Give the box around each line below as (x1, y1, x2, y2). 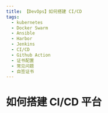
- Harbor (11, 36, 33, 42)
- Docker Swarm (11, 25, 48, 31)
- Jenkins (11, 42, 35, 47)
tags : (6, 14, 19, 20)
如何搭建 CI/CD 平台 (6, 95, 102, 109)
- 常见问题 (11, 63, 34, 69)
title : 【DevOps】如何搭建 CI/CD (6, 8, 82, 15)
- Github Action (11, 52, 51, 58)
